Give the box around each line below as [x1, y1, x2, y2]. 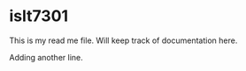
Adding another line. [9, 52, 83, 62]
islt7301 [9, 6, 69, 26]
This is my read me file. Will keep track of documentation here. [9, 35, 238, 46]
